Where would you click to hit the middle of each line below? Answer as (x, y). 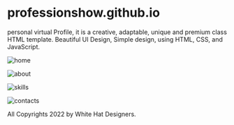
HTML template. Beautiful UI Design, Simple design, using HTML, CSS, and (115, 39)
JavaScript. (24, 47)
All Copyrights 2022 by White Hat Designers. (72, 114)
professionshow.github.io (84, 13)
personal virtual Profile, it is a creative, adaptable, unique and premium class (117, 32)
